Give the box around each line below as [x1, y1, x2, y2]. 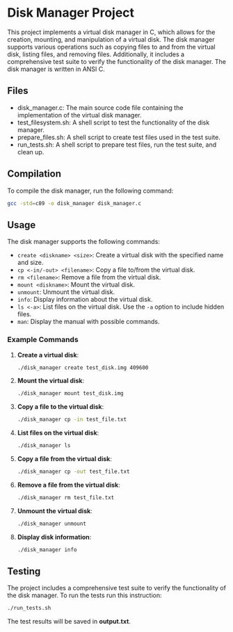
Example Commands [7, 335, 79, 345]
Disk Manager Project [7, 5, 134, 21]
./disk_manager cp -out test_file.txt [17, 468, 130, 476]
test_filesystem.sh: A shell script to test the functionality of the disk [17, 118, 210, 127]
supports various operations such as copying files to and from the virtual [7, 42, 216, 51]
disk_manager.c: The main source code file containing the [17, 103, 184, 112]
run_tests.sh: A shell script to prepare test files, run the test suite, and [17, 140, 217, 149]
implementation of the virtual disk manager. [17, 111, 143, 119]
